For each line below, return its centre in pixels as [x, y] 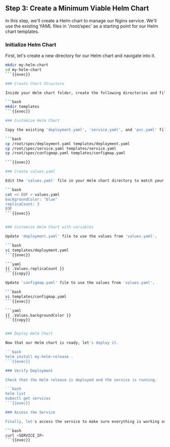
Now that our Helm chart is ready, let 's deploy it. [62, 343]
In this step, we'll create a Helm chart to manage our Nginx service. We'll [81, 20]
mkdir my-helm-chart [27, 65]
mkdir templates [22, 107]
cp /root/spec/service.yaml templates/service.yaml [61, 148]
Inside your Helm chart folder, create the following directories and [81, 93]
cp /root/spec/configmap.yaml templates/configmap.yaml [65, 153]
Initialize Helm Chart [31, 44]
